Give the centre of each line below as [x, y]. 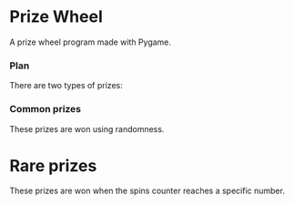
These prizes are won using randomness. [87, 128]
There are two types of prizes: [66, 86]
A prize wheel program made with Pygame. [90, 42]
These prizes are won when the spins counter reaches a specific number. [147, 191]
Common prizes [46, 109]
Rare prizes [53, 165]
